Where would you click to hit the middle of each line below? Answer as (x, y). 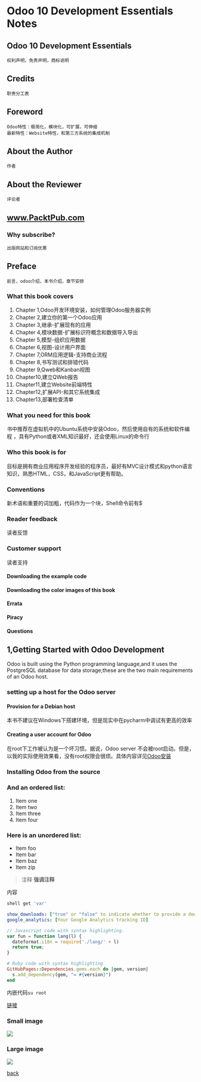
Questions (20, 631)
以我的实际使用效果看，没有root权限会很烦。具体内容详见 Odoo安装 (89, 756)
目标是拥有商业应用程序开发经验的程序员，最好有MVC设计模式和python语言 (100, 466)
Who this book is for (36, 452)
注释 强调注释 (38, 880)
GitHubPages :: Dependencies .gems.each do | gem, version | (78, 969)
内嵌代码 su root (27, 992)
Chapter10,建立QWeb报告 (47, 377)
